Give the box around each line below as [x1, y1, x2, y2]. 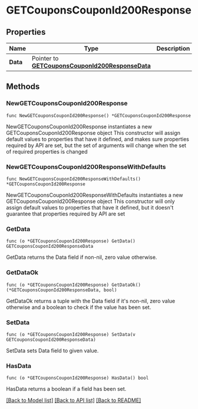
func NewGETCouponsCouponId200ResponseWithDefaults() [6, 176, 141, 182]
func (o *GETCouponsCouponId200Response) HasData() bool [6, 375, 149, 381]
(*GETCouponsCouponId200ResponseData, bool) [6, 287, 117, 293]
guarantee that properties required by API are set [6, 210, 126, 217]
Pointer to [31, 54, 59, 62]
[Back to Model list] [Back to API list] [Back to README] [6, 397, 141, 404]
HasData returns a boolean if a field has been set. [6, 385, 127, 393]
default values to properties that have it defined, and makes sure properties [6, 135, 190, 142]
